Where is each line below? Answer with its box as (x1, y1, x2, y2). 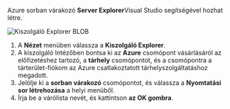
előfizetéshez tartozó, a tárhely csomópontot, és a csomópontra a (17, 56, 212, 64)
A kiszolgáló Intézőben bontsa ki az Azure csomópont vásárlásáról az (17, 49, 222, 57)
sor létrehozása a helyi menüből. (17, 86, 115, 94)
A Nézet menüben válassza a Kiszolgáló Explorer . (17, 41, 166, 49)
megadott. (17, 71, 48, 79)
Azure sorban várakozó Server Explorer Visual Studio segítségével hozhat (7, 6, 224, 14)
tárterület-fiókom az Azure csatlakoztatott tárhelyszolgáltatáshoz (17, 64, 208, 71)
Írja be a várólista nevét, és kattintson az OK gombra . (17, 93, 174, 102)
